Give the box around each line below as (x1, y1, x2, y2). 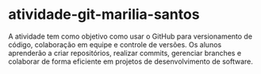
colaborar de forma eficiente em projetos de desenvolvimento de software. (8, 57, 254, 66)
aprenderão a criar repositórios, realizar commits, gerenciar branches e (8, 48, 242, 57)
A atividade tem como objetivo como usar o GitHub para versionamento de (8, 31, 252, 41)
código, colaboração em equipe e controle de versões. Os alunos (8, 39, 222, 49)
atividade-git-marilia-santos (8, 6, 200, 24)
